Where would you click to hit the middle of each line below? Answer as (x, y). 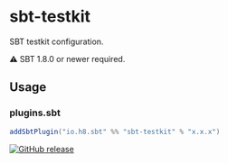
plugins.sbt (35, 113)
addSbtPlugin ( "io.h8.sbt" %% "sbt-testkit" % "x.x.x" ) (115, 131)
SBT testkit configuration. (57, 41)
